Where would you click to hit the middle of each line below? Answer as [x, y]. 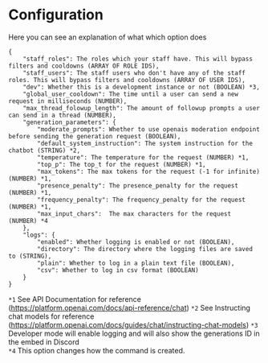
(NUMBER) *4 [28, 221]
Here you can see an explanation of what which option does [108, 37]
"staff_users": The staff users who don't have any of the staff [134, 73]
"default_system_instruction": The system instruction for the [145, 143]
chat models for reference [51, 316]
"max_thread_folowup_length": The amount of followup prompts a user [142, 108]
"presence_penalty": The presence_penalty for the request [138, 186]
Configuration [56, 15]
